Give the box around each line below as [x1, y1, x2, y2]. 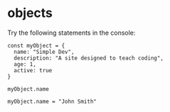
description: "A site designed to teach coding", [14, 55, 164, 62]
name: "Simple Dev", [14, 48, 75, 55]
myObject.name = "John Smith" [7, 98, 97, 105]
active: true [14, 67, 53, 74]
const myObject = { [7, 42, 65, 49]
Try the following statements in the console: [7, 28, 136, 37]
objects [7, 5, 53, 21]
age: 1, [14, 60, 37, 68]
